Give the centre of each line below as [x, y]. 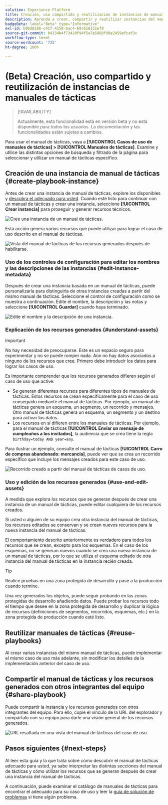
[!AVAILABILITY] [34, 111]
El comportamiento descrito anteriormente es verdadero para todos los [78, 540]
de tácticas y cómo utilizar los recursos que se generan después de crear [81, 771]
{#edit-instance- [118, 268]
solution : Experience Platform [38, 10]
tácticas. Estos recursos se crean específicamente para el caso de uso [85, 396]
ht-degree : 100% [22, 47]
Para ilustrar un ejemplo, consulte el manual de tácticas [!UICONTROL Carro [84, 448]
